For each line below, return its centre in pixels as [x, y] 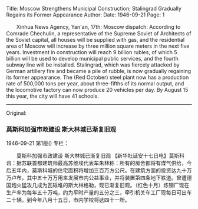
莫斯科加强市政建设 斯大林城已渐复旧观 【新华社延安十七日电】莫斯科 [100, 156]
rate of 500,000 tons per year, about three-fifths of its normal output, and [95, 84]
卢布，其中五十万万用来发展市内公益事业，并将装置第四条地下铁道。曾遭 [99, 178]
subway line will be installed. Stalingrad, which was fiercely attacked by [93, 65]
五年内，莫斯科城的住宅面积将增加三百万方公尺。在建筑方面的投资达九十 [99, 171]
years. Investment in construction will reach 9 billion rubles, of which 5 [92, 52]
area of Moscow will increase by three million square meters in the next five [98, 46]
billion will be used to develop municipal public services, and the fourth [92, 59]
